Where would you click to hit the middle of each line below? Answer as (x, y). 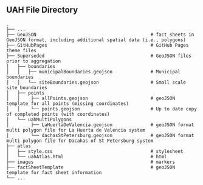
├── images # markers (91, 162)
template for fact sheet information (54, 172)
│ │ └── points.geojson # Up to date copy (102, 109)
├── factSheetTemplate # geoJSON (91, 167)
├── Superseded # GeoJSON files (99, 56)
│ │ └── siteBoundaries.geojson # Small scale (96, 82)
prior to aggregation (34, 61)
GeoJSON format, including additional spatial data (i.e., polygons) (96, 40)
